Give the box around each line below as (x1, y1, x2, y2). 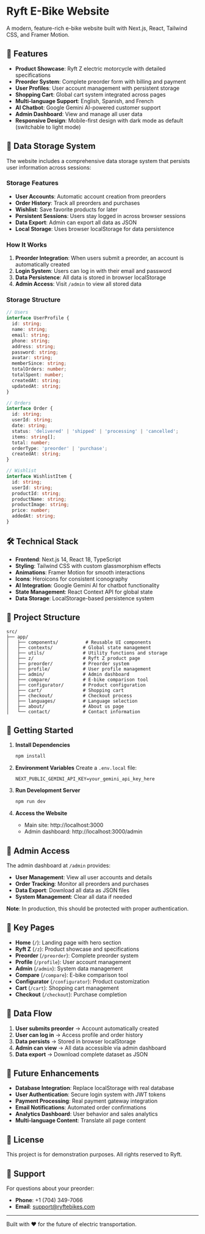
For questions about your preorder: (6, 1185, 95, 1192)
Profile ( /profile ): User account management (15, 958, 131, 965)
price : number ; (12, 507, 51, 514)
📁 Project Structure (6, 612, 81, 623)
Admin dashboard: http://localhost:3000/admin (24, 828, 143, 835)
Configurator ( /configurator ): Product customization (15, 978, 149, 985)
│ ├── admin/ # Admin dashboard (6, 671, 130, 677)
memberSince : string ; (12, 360, 67, 367)
